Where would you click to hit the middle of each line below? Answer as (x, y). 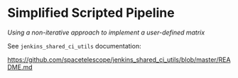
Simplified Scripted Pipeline (91, 13)
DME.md (20, 67)
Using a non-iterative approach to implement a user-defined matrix (106, 32)
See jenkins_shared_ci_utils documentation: (74, 46)
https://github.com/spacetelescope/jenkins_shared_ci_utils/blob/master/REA (119, 59)
